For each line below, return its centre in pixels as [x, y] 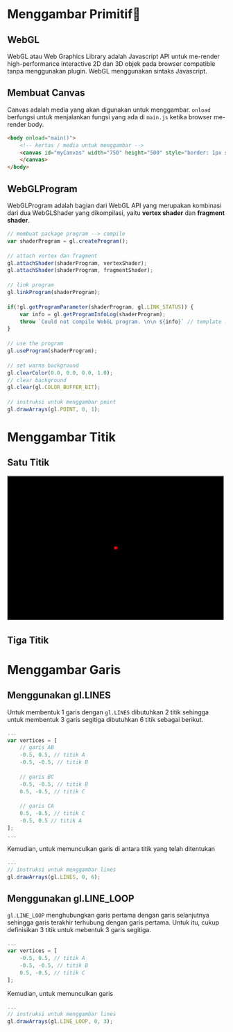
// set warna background [43, 365]
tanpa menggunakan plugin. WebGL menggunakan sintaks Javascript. [107, 71]
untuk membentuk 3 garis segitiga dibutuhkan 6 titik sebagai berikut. [105, 719]
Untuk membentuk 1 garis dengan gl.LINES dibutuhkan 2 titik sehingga [108, 712]
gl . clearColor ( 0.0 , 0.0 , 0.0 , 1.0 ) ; [60, 373]
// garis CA [37, 806]
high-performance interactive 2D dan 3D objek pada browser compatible [111, 64]
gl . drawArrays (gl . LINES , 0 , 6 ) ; [54, 877]
